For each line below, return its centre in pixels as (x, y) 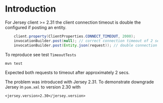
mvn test (14, 63)
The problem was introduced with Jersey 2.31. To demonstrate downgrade (80, 82)
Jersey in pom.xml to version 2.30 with (43, 87)
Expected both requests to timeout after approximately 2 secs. (67, 72)
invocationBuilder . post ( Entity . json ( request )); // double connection (86, 45)
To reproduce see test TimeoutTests (41, 55)
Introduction (31, 9)
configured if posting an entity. (36, 27)
